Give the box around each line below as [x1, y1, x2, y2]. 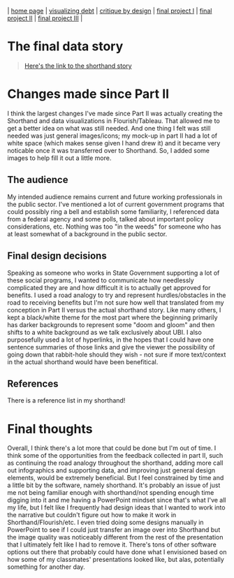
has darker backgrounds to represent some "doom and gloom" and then [7, 320, 215, 328]
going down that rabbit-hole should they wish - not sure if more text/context [7, 350, 226, 359]
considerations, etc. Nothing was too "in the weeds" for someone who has [7, 222, 221, 231]
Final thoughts [7, 421, 93, 437]
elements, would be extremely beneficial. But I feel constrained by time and [7, 474, 224, 482]
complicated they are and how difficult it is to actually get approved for [7, 283, 211, 291]
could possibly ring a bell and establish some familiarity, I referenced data [7, 207, 220, 216]
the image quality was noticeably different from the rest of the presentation [7, 533, 224, 542]
